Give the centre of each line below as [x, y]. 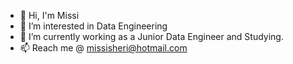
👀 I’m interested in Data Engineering [93, 26]
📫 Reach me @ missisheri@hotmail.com [103, 48]
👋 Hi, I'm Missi [49, 15]
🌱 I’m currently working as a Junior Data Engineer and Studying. [151, 36]
